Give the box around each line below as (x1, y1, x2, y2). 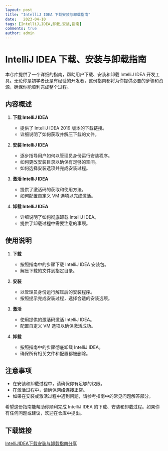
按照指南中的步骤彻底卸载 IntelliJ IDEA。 (20, 344, 104, 350)
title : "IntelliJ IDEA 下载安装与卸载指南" (5, 12, 91, 17)
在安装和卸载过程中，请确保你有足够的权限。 (12, 381, 105, 387)
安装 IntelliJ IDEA (12, 141, 49, 148)
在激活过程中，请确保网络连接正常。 (12, 387, 88, 393)
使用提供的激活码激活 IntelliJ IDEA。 (20, 317, 95, 323)
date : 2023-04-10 (5, 17, 46, 22)
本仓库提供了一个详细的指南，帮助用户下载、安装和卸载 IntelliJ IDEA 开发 (5, 71, 155, 77)
